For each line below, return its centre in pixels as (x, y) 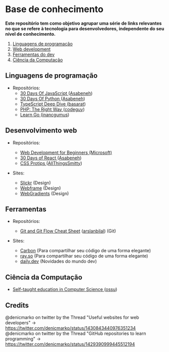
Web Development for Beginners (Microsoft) (66, 152)
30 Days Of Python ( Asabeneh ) (52, 98)
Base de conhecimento (54, 9)
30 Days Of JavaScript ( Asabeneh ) (56, 93)
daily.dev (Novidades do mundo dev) (59, 261)
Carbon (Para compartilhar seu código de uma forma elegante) (86, 251)
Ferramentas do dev (34, 54)
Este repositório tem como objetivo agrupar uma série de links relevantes (83, 23)
